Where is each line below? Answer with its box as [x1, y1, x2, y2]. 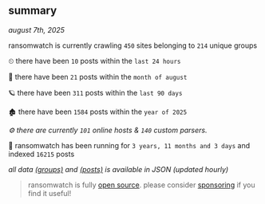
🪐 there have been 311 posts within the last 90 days [8, 88, 183, 97]
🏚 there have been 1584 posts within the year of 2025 [8, 107, 188, 116]
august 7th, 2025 [8, 25, 65, 34]
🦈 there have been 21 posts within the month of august [8, 72, 188, 81]
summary [8, 4, 57, 18]
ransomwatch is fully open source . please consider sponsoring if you [27, 180, 255, 190]
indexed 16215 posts [8, 149, 75, 159]
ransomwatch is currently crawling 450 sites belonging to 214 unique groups [8, 41, 258, 50]
